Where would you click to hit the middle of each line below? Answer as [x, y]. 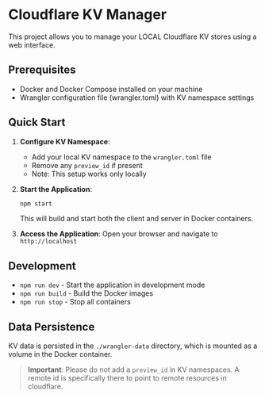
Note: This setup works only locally [89, 174]
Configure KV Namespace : [65, 141]
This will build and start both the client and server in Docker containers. [136, 219]
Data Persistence [52, 327]
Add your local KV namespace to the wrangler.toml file [121, 157]
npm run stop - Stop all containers [75, 302]
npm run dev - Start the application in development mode [112, 285]
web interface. [32, 44]
